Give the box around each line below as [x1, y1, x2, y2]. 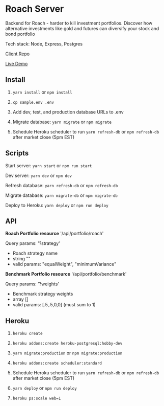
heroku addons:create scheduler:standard [12, 361, 102, 366]
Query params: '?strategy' [5, 240, 60, 246]
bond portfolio [5, 31, 35, 37]
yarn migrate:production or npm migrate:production [12, 350, 123, 356]
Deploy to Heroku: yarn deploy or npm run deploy [5, 202, 108, 208]
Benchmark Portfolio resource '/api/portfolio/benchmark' [5, 271, 127, 277]
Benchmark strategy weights [12, 291, 73, 297]
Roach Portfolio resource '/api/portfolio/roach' [5, 231, 104, 237]
